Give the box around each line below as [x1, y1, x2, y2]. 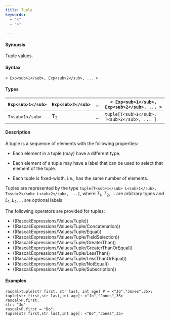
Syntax [5, 64, 21, 71]
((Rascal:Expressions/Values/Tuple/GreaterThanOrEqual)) [12, 245, 133, 251]
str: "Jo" [5, 302, 26, 307]
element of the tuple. [12, 165, 57, 172]
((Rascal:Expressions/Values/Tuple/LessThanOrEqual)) [12, 255, 127, 261]
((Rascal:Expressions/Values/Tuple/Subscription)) [12, 266, 116, 272]
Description [5, 129, 31, 135]
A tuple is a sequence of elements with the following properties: [5, 141, 138, 147]
